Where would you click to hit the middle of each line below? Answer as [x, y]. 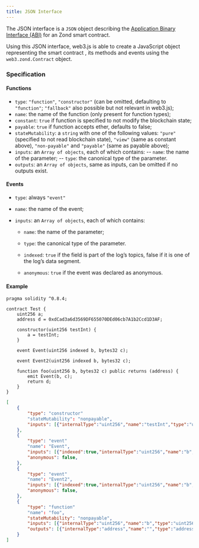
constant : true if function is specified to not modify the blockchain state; [103, 120]
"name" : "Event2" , [50, 480]
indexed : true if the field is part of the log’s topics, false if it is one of [107, 255]
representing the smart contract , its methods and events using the [87, 52]
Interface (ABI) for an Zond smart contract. [58, 35]
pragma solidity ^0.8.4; [37, 299]
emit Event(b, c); [50, 377]
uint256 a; [30, 315]
